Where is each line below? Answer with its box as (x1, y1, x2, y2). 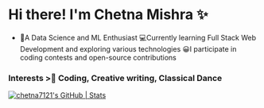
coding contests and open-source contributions (19, 52, 177, 62)
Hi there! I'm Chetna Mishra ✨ (8, 6, 208, 24)
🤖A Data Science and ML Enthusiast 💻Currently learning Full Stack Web (19, 33, 257, 42)
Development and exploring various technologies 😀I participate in (19, 44, 237, 53)
